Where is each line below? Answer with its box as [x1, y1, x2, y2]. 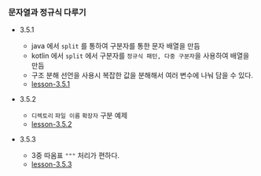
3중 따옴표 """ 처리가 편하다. [31, 151, 120, 160]
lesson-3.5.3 [31, 160, 72, 169]
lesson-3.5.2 [31, 120, 72, 129]
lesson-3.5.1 [31, 80, 71, 89]
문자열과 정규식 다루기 [8, 6, 86, 17]
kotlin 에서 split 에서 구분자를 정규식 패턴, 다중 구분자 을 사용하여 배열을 [31, 51, 250, 60]
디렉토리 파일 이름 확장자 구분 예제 [31, 111, 128, 120]
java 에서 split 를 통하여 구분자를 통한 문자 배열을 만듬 [31, 41, 200, 51]
